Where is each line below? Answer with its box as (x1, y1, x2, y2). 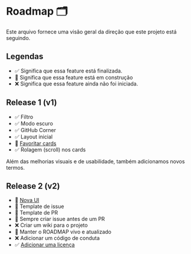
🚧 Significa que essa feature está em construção (14, 74, 133, 81)
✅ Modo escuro (14, 120, 53, 127)
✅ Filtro (14, 113, 34, 120)
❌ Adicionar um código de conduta (14, 235, 100, 242)
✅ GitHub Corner (14, 126, 57, 133)
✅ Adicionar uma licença (14, 241, 75, 248)
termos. (6, 164, 25, 171)
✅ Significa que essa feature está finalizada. (14, 67, 123, 74)
